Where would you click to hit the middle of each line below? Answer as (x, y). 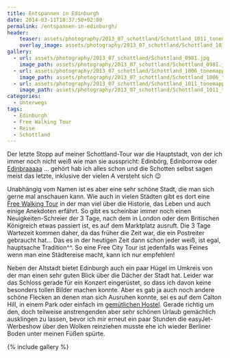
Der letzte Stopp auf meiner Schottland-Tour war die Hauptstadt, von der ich (115, 154)
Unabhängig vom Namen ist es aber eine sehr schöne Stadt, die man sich (111, 189)
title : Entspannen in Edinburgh (53, 13)
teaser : (30, 39)
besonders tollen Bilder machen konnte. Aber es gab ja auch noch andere (111, 290)
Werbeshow (24, 326)
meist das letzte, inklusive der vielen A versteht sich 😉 (84, 176)
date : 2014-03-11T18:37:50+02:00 (55, 20)
